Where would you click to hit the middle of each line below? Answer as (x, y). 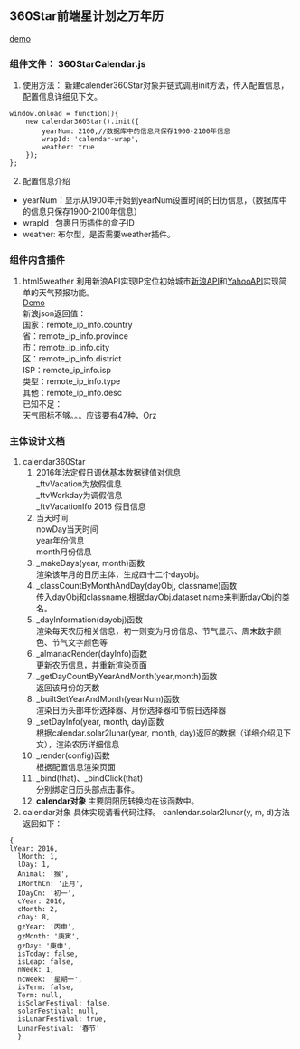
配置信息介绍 (46, 181)
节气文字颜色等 (80, 642)
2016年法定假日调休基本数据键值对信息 (108, 472)
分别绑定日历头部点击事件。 (88, 789)
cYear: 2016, (42, 901)
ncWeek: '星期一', (50, 979)
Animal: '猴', (43, 874)
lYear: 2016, (34, 848)
